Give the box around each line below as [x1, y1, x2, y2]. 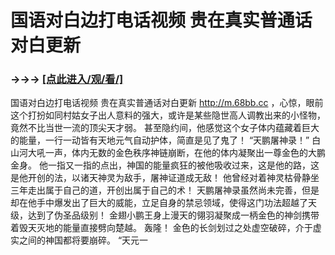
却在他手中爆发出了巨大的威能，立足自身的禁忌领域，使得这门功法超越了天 [10, 197, 317, 209]
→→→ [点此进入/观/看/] [10, 72, 124, 86]
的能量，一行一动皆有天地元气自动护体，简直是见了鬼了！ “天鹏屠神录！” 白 [10, 134, 322, 146]
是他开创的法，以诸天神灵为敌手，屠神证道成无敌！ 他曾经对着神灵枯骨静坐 [10, 172, 320, 184]
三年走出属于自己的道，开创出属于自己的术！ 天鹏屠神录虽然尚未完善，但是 [10, 184, 320, 196]
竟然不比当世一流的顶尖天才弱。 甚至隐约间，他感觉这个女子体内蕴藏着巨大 [10, 122, 320, 134]
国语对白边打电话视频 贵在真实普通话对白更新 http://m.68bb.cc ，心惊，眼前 [10, 97, 324, 109]
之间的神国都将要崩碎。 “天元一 [18, 234, 149, 246]
